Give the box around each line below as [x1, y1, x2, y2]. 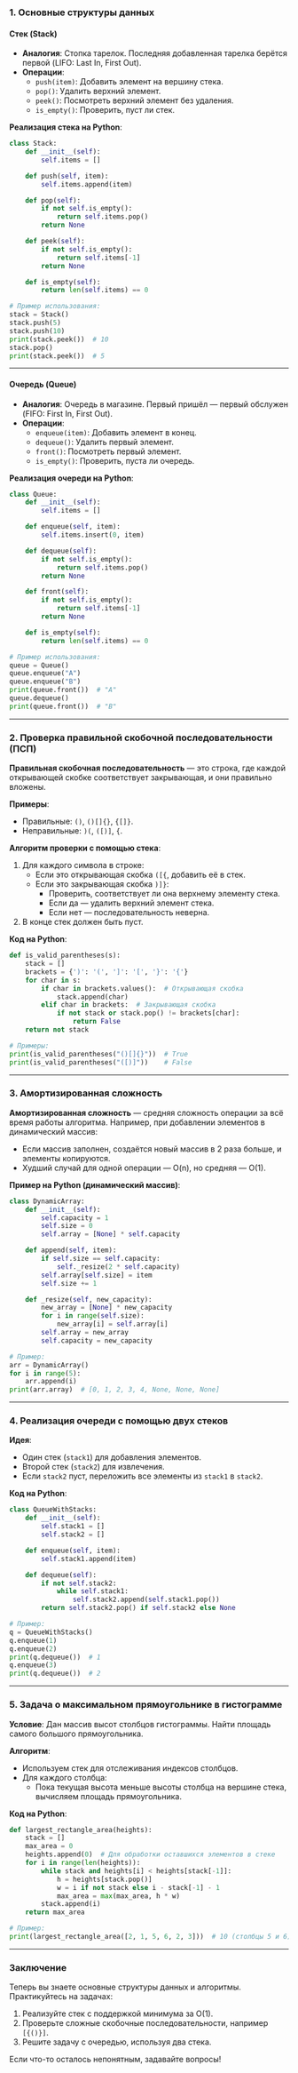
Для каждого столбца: [21, 1772, 108, 1782]
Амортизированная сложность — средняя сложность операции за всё [9, 1107, 284, 1118]
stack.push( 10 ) [9, 326, 66, 335]
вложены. [9, 782, 46, 793]
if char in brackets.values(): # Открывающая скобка [41, 984, 244, 993]
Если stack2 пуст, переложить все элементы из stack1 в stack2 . [21, 1471, 263, 1481]
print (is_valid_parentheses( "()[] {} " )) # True [9, 1049, 189, 1058]
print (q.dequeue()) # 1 [9, 1653, 101, 1662]
